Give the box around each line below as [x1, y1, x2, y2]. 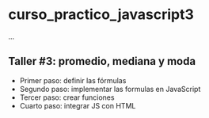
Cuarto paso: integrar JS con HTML [19, 101, 136, 110]
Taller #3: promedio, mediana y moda [8, 55, 196, 68]
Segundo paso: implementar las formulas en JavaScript [19, 84, 201, 93]
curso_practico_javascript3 [8, 6, 194, 24]
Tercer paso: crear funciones [19, 93, 115, 102]
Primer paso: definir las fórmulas [19, 75, 127, 85]
